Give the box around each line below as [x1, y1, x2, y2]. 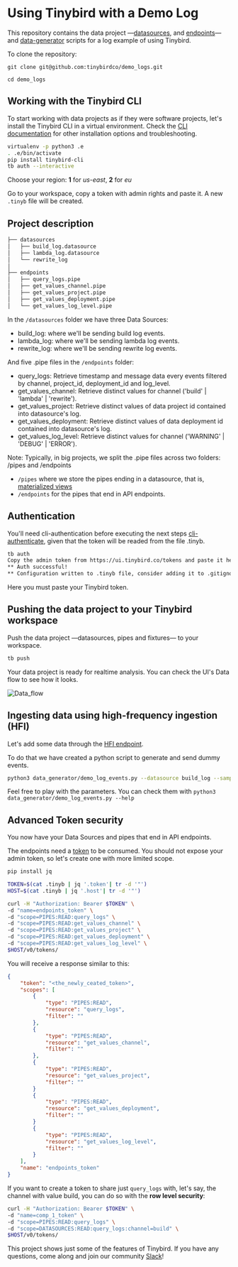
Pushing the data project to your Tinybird [7, 604, 193, 616]
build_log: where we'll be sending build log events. [17, 329, 165, 337]
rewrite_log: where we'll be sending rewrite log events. [17, 344, 178, 352]
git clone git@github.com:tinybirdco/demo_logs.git [7, 63, 163, 70]
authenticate [7, 536, 45, 545]
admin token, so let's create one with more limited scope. [7, 854, 175, 863]
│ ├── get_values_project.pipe [7, 289, 106, 296]
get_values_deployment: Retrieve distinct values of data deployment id [17, 417, 223, 425]
